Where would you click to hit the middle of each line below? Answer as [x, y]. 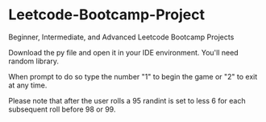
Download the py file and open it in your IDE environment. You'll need [124, 52]
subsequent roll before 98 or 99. [62, 109]
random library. [33, 61]
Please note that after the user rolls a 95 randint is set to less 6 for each [127, 100]
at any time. [28, 85]
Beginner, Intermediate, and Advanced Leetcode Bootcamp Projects [121, 37]
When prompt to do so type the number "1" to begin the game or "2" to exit [133, 76]
